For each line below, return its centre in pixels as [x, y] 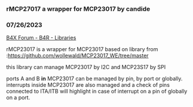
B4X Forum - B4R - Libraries [41, 38]
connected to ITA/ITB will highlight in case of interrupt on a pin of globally [97, 92]
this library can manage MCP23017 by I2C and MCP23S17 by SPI [86, 67]
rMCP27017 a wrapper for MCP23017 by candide [78, 9]
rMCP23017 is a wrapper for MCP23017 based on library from [82, 49]
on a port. [18, 97]
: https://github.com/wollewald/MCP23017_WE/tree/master [77, 56]
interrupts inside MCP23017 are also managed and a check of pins [88, 85]
